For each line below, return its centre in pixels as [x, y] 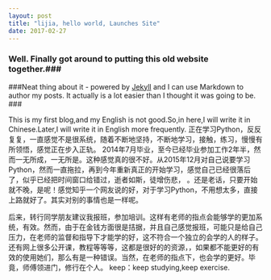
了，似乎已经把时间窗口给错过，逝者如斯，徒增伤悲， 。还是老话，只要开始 [133, 179]
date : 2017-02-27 [38, 31]
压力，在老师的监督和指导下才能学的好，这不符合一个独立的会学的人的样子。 [135, 237]
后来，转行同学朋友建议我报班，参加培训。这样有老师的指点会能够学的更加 [132, 217]
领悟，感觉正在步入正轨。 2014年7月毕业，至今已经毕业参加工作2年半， [134, 149]
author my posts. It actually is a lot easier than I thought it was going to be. [132, 95]
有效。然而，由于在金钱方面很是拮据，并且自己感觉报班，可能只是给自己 [142, 227]
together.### [35, 69]
